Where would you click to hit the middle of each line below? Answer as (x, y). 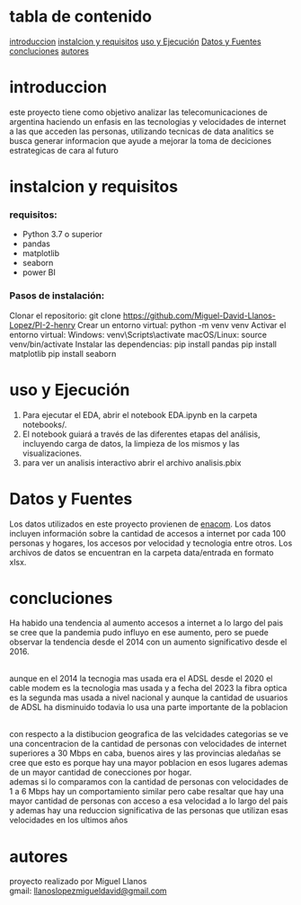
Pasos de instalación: (57, 296)
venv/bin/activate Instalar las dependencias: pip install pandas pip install (143, 344)
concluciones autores (49, 50)
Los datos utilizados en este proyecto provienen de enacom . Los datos (140, 524)
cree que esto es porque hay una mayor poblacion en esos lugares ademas (149, 763)
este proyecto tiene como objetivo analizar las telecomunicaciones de (138, 112)
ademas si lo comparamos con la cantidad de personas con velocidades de (149, 782)
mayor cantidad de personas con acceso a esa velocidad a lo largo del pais (149, 801)
